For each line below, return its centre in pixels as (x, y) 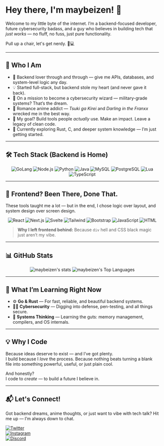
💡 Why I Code (27, 342)
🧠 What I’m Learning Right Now (54, 290)
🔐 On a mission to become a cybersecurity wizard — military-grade (80, 98)
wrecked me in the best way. (41, 114)
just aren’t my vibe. (36, 235)
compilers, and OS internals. (41, 322)
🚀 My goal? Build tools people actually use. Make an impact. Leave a (81, 118)
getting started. (28, 134)
